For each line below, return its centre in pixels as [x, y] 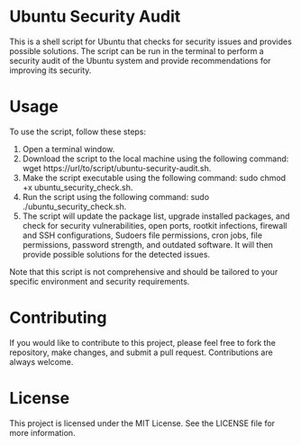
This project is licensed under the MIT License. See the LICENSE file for [142, 423]
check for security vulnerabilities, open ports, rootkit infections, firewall [155, 225]
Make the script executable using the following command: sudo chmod [154, 177]
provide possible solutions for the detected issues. [116, 254]
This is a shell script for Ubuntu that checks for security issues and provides [151, 41]
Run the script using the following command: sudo [116, 196]
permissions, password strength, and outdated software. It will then [147, 244]
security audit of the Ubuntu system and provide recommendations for [140, 60]
